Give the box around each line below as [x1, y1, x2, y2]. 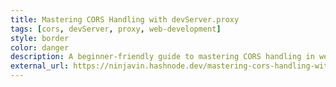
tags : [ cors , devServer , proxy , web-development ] [10, 24, 222, 34]
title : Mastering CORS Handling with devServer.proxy [10, 14, 240, 25]
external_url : [10, 61, 70, 71]
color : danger [10, 42, 70, 53]
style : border [10, 33, 70, 43]
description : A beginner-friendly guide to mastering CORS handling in [10, 52, 315, 62]
